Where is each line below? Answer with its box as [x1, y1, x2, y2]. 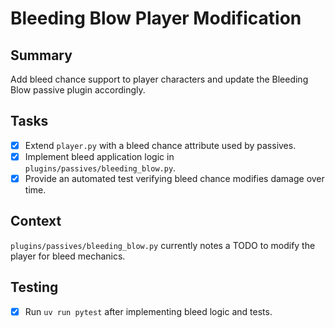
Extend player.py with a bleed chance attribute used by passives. [24, 139, 297, 151]
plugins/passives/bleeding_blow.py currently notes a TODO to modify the [10, 239, 316, 251]
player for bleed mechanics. [10, 250, 126, 262]
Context [10, 213, 62, 230]
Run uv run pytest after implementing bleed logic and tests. [24, 305, 273, 317]
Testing [10, 279, 59, 296]
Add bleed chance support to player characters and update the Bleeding [10, 73, 309, 85]
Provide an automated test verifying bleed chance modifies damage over [24, 172, 325, 184]
